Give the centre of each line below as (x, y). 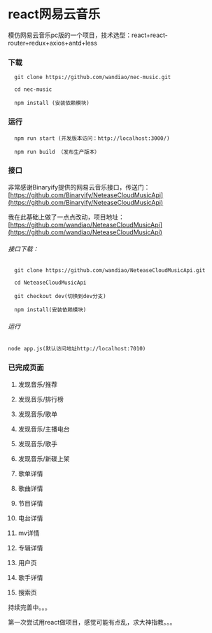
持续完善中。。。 (29, 607)
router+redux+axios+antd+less (52, 43)
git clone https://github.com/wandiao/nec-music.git (93, 78)
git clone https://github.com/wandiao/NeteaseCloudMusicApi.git (110, 271)
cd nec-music (33, 90)
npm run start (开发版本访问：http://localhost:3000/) (92, 138)
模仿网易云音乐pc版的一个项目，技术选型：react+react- (88, 35)
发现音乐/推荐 (38, 384)
